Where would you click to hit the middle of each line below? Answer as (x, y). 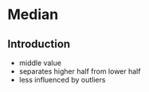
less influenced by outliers (62, 80)
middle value (40, 63)
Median (33, 15)
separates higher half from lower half (80, 71)
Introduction (39, 44)
